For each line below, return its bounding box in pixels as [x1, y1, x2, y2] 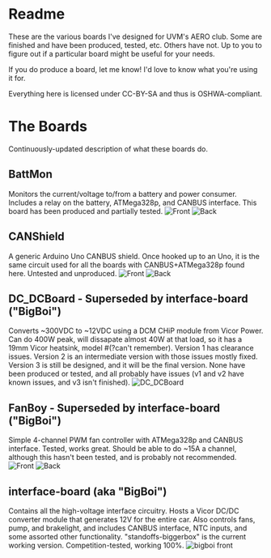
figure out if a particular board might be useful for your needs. [8, 49, 216, 58]
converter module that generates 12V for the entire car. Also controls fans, [8, 514, 256, 524]
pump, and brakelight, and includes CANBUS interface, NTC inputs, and [8, 523, 248, 533]
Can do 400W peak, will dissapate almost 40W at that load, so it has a [8, 334, 243, 344]
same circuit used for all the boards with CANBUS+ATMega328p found [8, 260, 245, 270]
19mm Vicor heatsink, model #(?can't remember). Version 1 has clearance [8, 343, 254, 353]
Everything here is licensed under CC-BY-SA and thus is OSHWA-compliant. [8, 88, 263, 98]
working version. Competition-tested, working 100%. [8, 540, 184, 550]
